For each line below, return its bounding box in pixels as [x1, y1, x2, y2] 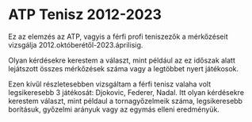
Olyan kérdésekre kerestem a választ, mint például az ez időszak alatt [8, 55, 236, 65]
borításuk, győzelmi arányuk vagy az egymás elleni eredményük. [8, 105, 220, 114]
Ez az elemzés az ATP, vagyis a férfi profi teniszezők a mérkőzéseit [8, 32, 228, 41]
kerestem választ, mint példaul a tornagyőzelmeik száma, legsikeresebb [8, 96, 243, 105]
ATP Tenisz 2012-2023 [8, 6, 162, 24]
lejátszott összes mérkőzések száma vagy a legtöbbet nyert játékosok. [8, 63, 239, 73]
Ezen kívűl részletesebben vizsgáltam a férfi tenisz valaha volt [8, 79, 212, 89]
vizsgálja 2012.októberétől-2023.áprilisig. [8, 40, 143, 49]
